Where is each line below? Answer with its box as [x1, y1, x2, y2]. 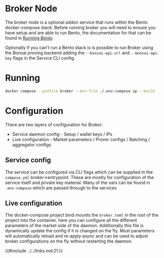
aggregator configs [12, 142, 52, 147]
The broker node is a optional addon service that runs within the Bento [5, 19, 148, 25]
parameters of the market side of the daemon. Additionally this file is [5, 222, 144, 228]
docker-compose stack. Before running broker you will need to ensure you [5, 24, 156, 30]
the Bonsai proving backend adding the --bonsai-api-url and [5, 50, 130, 56]
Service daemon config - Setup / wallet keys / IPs [12, 131, 113, 137]
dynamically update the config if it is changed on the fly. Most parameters [5, 228, 155, 234]
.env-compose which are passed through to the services [5, 184, 117, 190]
